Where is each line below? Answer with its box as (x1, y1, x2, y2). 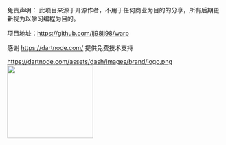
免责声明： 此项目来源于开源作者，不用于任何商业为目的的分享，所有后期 (7, 6, 214, 14)
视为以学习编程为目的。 (12, 14, 80, 23)
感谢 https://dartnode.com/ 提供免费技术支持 (7, 44, 134, 52)
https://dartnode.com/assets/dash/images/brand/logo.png (7, 58, 173, 65)
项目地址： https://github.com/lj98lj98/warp (7, 30, 129, 37)
